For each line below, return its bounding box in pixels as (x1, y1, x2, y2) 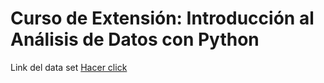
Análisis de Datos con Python (10, 28, 260, 51)
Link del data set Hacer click (10, 61, 128, 73)
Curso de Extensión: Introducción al (10, 7, 315, 30)
